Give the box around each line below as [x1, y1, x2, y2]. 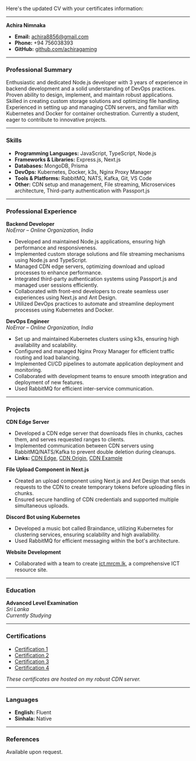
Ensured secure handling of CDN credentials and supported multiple [14, 496, 179, 503]
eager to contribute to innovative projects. [6, 116, 107, 124]
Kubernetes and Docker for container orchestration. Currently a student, [6, 110, 180, 117]
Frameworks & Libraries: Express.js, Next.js [14, 156, 121, 163]
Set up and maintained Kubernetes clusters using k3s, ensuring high [14, 335, 179, 342]
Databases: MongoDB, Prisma [14, 162, 88, 169]
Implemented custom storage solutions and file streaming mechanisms [14, 250, 185, 257]
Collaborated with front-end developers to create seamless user [14, 287, 169, 294]
